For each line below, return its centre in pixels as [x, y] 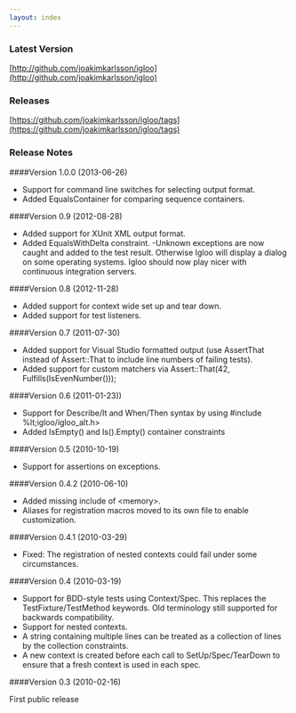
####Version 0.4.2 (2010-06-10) [69, 483]
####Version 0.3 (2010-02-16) [65, 682]
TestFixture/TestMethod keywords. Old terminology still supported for [150, 608]
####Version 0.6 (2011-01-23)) [66, 395]
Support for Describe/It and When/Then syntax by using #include [142, 413]
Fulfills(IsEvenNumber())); [69, 378]
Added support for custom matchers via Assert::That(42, [126, 369]
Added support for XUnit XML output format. [104, 234]
